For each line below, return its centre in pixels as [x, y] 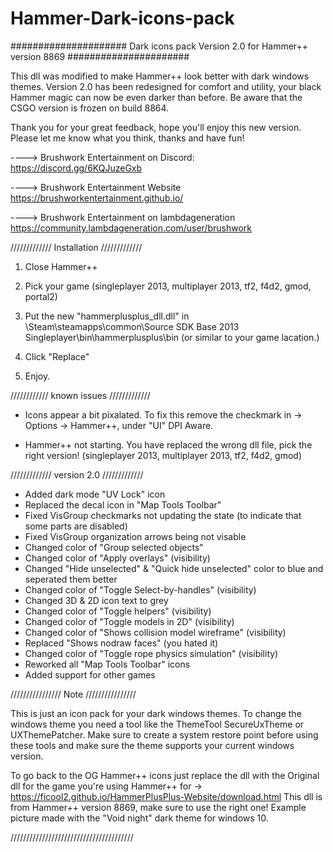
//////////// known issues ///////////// [80, 395]
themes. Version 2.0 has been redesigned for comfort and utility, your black [166, 86]
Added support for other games [90, 674]
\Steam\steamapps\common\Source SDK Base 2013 [132, 326]
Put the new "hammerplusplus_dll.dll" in [107, 316]
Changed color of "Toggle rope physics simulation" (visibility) [151, 653]
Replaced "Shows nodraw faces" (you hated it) [121, 643]
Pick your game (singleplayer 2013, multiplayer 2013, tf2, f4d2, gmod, [168, 286]
